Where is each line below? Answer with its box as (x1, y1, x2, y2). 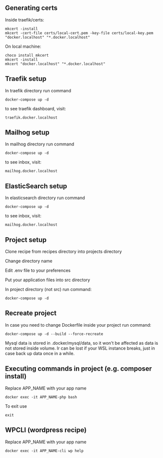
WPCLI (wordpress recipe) (5, 426, 87, 434)
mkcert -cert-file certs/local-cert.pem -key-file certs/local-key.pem (5, 30, 153, 36)
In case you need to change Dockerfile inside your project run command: (5, 322, 152, 328)
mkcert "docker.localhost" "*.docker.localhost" (5, 61, 106, 66)
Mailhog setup (5, 128, 50, 137)
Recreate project (5, 309, 57, 317)
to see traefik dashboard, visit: (5, 105, 66, 111)
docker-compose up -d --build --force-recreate (5, 332, 104, 336)
